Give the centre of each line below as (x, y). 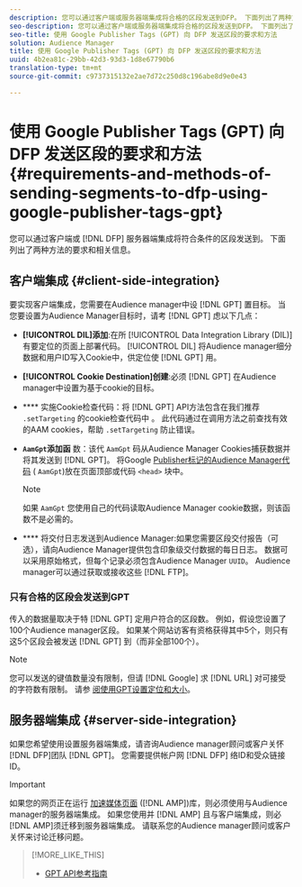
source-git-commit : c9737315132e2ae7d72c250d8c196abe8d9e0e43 (128, 77)
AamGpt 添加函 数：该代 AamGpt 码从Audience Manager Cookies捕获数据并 (156, 448)
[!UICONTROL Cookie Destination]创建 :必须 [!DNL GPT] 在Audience (149, 376)
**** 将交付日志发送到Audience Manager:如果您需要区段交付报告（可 (150, 538)
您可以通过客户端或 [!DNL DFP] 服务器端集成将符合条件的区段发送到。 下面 (147, 238)
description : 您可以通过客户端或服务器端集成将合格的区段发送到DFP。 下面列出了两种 (151, 18)
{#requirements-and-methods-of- (141, 174)
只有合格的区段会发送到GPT (70, 598)
